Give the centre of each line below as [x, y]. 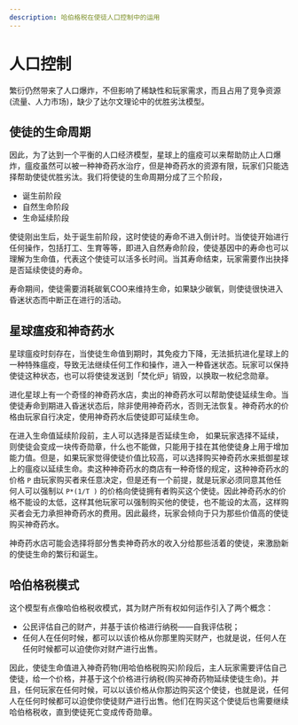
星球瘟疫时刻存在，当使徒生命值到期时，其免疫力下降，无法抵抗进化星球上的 [149, 354]
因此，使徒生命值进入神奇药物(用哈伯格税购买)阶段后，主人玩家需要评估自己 [148, 667]
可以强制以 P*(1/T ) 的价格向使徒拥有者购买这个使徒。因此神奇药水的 [152, 491]
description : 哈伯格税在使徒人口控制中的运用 [85, 17]
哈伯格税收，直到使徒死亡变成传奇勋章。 [83, 712]
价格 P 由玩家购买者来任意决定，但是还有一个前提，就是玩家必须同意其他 [142, 480]
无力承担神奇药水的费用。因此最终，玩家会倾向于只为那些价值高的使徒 [161, 513]
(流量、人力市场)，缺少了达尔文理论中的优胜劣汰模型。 [110, 101]
